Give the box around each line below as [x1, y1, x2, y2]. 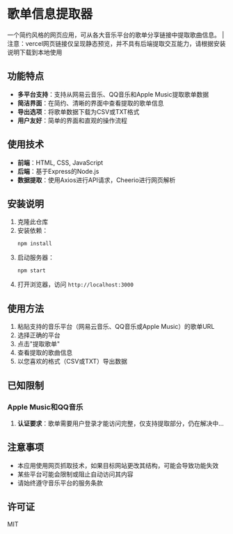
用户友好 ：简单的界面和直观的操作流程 [17, 116, 127, 124]
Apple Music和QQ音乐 [7, 402, 83, 412]
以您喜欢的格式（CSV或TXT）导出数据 [17, 357, 127, 366]
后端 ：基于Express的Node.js [17, 167, 99, 175]
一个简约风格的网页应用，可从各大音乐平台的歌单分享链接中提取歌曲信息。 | [7, 31, 225, 39]
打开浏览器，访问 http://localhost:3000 [17, 280, 134, 289]
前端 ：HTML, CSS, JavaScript [17, 158, 104, 167]
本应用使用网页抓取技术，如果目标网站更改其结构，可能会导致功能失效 [17, 461, 219, 469]
